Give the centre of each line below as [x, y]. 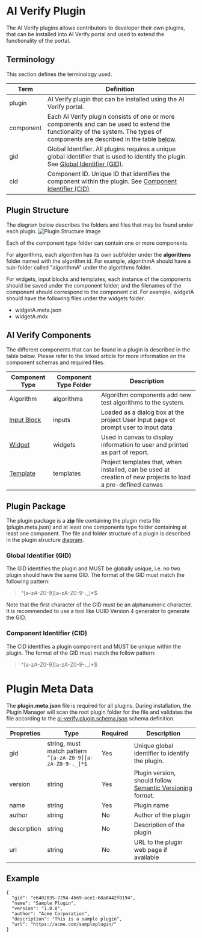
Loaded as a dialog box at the [143, 412]
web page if [151, 849]
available [146, 857]
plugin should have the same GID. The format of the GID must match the [96, 575]
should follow [153, 780]
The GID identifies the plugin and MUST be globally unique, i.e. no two [93, 568]
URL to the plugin [158, 842]
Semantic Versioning [163, 788]
